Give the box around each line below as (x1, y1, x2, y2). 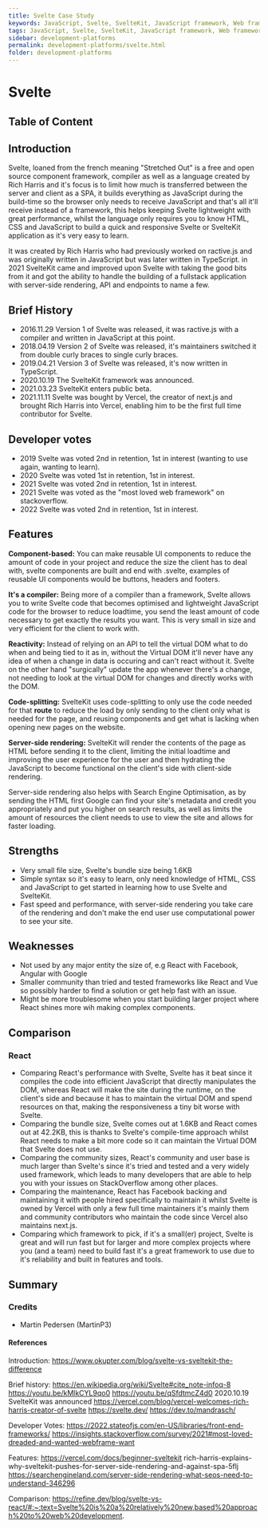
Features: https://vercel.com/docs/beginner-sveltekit (8, 1453, 182, 1463)
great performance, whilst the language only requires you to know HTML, (8, 214, 250, 223)
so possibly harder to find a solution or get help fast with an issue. (19, 986, 237, 996)
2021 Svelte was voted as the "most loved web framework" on (19, 488, 225, 497)
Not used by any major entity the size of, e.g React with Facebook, (19, 961, 238, 970)
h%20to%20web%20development (8, 1511, 123, 1521)
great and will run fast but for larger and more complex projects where (19, 1238, 251, 1247)
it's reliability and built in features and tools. (19, 1254, 164, 1265)
